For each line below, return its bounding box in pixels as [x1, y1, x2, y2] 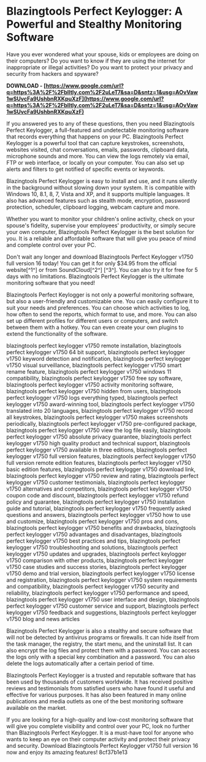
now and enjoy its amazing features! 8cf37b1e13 [6, 749, 128, 756]
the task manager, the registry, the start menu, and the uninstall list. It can [6, 640, 193, 647]
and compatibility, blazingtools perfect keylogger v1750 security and [6, 583, 180, 590]
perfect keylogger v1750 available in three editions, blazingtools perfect [6, 446, 188, 453]
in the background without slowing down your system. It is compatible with [6, 184, 196, 191]
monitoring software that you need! [6, 279, 96, 286]
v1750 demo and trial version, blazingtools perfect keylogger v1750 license [6, 570, 195, 577]
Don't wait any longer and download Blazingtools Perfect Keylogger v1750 [6, 253, 194, 260]
